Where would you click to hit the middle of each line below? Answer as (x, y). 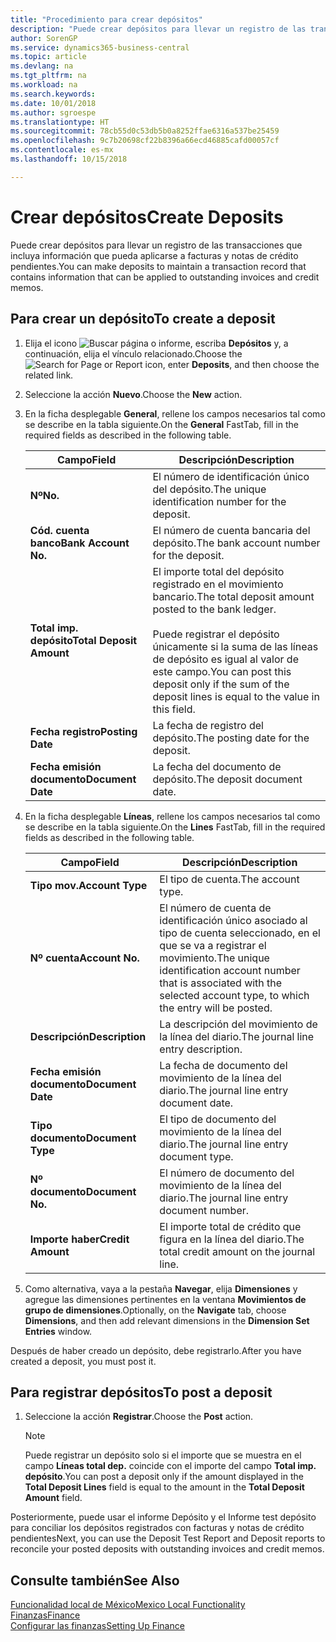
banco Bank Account (79, 543)
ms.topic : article (48, 57)
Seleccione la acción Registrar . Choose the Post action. (139, 1417)
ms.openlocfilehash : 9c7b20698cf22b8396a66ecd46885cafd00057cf (145, 141)
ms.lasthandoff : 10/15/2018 (69, 159)
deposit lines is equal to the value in (236, 696)
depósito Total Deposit (83, 640)
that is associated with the (221, 983)
